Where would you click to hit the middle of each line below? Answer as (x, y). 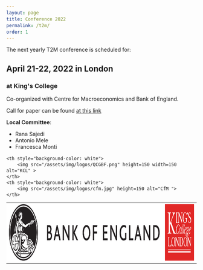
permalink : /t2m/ (28, 25)
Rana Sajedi (30, 134)
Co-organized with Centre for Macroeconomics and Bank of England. (92, 99)
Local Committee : (29, 122)
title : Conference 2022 (36, 19)
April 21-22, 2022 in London (60, 68)
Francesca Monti (36, 146)
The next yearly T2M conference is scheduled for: (69, 50)
